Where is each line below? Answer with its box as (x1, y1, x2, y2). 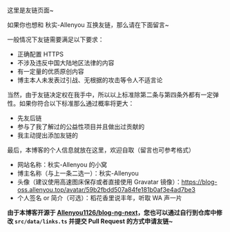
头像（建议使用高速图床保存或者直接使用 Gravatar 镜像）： (17, 178, 182, 186)
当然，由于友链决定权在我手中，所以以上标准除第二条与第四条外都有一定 (7, 90, 213, 99)
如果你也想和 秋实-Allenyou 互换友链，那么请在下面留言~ (7, 21, 169, 29)
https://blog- (181, 178, 218, 186)
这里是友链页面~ (7, 6, 54, 14)
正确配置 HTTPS (17, 50, 64, 58)
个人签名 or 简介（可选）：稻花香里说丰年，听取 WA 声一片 (17, 194, 182, 202)
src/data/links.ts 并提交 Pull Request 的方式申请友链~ (15, 217, 173, 225)
